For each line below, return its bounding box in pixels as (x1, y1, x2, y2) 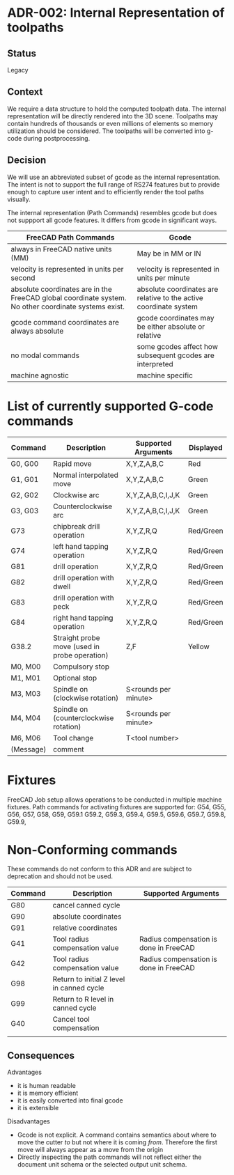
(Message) (10, 744, 47, 754)
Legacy (7, 66, 29, 74)
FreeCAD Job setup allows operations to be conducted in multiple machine (7, 795, 222, 804)
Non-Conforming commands (7, 841, 178, 857)
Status (7, 47, 37, 59)
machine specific (136, 371, 194, 380)
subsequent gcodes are (136, 350, 214, 360)
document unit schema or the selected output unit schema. (17, 1160, 187, 1169)
